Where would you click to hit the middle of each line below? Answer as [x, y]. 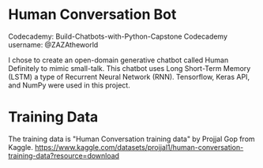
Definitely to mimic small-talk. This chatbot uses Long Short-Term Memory [130, 68]
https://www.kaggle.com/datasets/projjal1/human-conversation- [139, 147]
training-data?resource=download [64, 155]
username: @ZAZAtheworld [53, 44]
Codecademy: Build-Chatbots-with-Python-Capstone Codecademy [118, 36]
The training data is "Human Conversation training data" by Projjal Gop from [131, 139]
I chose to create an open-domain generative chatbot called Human [118, 60]
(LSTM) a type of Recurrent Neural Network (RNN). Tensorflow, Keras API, [129, 77]
